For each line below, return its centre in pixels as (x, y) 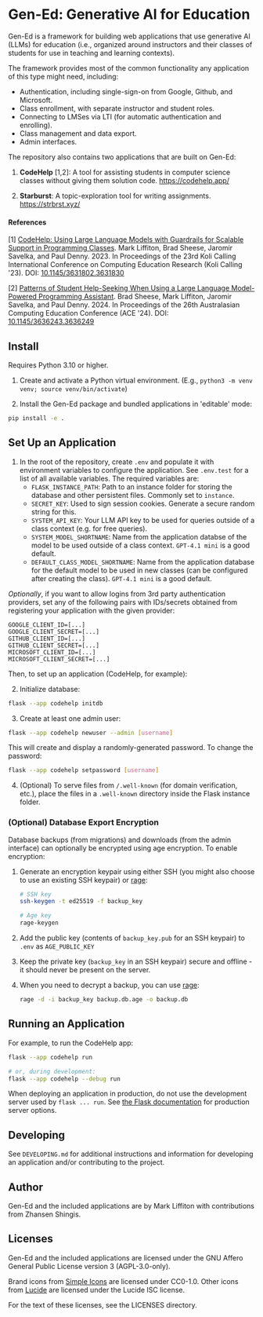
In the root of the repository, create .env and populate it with (117, 462)
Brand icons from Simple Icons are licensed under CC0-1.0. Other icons (123, 1281)
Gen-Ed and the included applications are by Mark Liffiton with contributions (131, 1206)
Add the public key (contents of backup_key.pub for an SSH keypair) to (132, 938)
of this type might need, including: (63, 76)
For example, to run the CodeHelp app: (71, 1043)
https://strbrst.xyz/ (50, 204)
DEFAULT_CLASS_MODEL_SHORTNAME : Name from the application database (143, 562)
